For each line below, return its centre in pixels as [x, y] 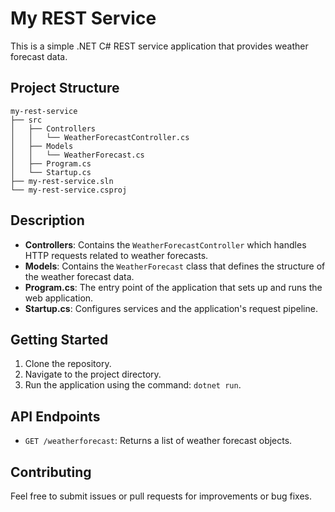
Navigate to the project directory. [93, 374]
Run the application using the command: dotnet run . [133, 385]
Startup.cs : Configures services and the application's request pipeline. [171, 308]
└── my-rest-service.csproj [69, 190]
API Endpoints [55, 416]
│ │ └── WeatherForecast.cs [77, 155]
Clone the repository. [68, 364]
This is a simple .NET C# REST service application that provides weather [159, 46]
